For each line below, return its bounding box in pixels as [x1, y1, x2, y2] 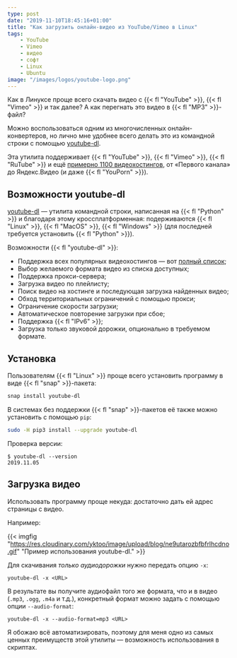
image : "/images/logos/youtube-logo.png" [7, 76, 132, 83]
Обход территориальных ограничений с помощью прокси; [17, 295, 196, 303]
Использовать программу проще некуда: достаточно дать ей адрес [7, 497, 214, 505]
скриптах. [7, 642, 37, 651]
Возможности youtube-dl [7, 188, 126, 200]
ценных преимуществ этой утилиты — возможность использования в [7, 635, 219, 644]
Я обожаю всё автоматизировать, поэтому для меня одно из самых [7, 628, 214, 636]
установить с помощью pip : [7, 413, 92, 421]
